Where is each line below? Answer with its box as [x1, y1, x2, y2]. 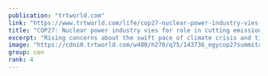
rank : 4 [8, 56, 34, 64]
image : [8, 41, 30, 49]
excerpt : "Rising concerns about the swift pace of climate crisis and [8, 33, 251, 42]
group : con [8, 48, 45, 56]
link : [8, 19, 26, 27]
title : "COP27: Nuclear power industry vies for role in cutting [8, 26, 230, 34]
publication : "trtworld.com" [8, 11, 105, 20]
